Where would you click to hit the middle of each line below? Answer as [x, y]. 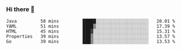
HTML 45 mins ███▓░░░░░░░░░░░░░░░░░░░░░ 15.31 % [91, 31]
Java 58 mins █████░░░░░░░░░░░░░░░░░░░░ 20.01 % [91, 22]
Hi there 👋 [21, 9]
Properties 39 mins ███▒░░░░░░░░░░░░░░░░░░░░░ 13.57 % [91, 37]
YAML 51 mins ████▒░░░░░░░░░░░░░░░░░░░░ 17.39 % [91, 26]
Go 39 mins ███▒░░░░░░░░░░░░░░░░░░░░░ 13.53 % [91, 42]
